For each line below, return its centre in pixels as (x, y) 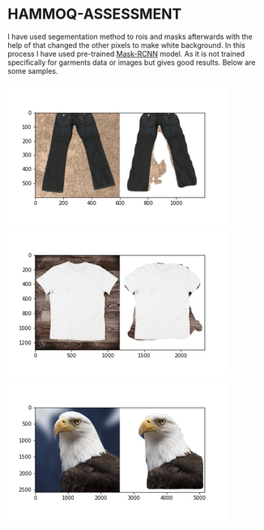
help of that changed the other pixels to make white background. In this (127, 45)
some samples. (33, 71)
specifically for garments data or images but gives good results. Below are (132, 62)
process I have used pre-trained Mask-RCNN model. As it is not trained (126, 53)
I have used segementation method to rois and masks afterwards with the (130, 36)
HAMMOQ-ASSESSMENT (95, 14)
